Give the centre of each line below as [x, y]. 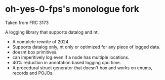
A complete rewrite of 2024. [41, 41]
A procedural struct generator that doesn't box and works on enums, [82, 68]
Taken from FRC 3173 [27, 23]
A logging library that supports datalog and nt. [52, 32]
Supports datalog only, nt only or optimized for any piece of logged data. [86, 47]
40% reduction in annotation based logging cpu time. [66, 62]
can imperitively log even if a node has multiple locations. [71, 57]
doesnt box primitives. [35, 52]
